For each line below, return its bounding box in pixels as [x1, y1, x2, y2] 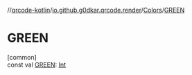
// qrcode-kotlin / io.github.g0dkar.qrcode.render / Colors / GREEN [7, 6, 185, 14]
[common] [7, 53, 37, 61]
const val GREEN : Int [7, 60, 67, 69]
